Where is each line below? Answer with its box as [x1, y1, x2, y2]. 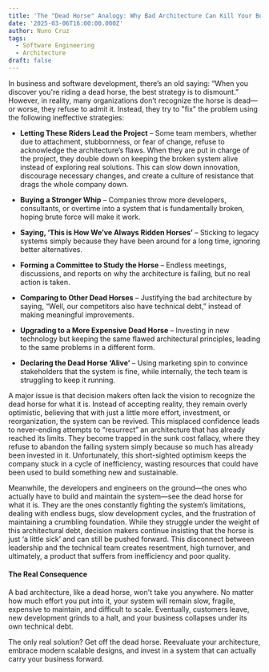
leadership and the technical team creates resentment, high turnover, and [8, 543, 251, 552]
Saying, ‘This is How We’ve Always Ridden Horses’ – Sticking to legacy [19, 227, 259, 237]
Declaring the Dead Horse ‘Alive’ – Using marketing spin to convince [19, 358, 248, 368]
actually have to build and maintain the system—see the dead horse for [8, 491, 243, 501]
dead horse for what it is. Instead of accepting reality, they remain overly [8, 399, 248, 409]
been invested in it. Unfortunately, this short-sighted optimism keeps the [8, 450, 247, 460]
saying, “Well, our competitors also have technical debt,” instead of [19, 301, 242, 311]
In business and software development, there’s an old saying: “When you [8, 78, 249, 88]
